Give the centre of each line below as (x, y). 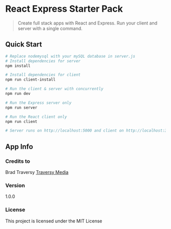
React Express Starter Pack (64, 9)
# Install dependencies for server (43, 61)
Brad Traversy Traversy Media (37, 172)
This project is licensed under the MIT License (54, 221)
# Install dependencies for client (43, 75)
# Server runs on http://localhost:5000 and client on (65, 131)
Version (15, 185)
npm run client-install (31, 80)
